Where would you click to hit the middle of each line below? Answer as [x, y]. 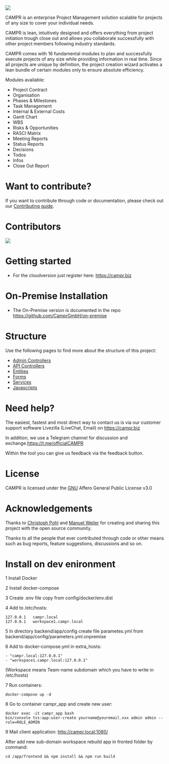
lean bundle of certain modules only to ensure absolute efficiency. [75, 70]
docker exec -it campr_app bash [40, 713]
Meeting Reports [30, 139]
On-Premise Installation [57, 296]
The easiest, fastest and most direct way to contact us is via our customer [83, 422]
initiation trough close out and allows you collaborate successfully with [80, 38]
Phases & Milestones [35, 100]
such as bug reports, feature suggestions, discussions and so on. [74, 543]
